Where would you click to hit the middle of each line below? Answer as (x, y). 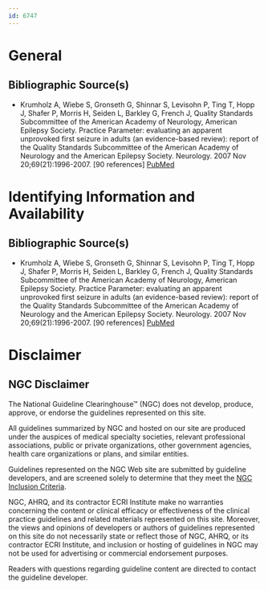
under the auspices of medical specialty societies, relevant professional (127, 436)
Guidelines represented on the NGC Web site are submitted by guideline (127, 469)
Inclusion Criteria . (37, 486)
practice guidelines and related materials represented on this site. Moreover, (134, 518)
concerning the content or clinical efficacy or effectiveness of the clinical (129, 510)
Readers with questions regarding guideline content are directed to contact (132, 568)
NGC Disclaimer (49, 385)
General (35, 55)
